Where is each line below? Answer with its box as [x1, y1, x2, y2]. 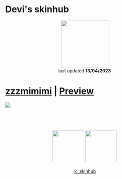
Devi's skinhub [5, 4, 69, 15]
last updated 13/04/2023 [58, 67, 111, 74]
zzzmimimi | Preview [5, 85, 94, 97]
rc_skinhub [73, 168, 96, 174]
